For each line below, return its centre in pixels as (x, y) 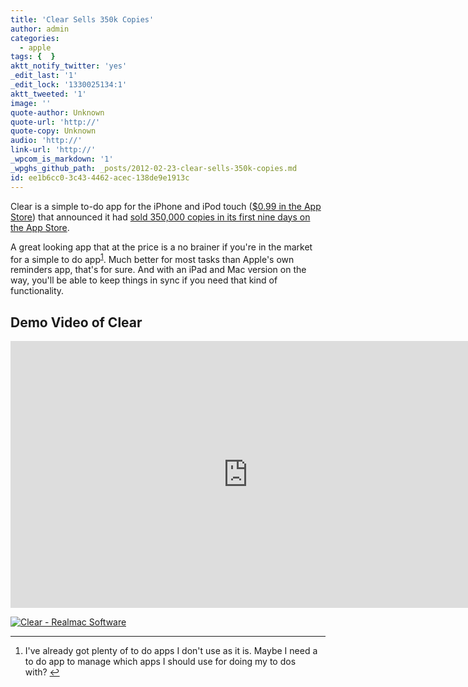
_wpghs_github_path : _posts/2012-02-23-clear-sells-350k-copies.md (154, 168)
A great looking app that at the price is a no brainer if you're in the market (161, 247)
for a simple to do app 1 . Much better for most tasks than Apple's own (152, 258)
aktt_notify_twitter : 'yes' (69, 66)
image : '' (31, 103)
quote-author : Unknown (57, 112)
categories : (35, 38)
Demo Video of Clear (76, 322)
